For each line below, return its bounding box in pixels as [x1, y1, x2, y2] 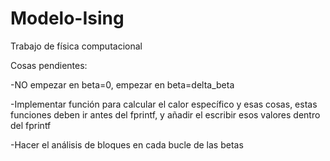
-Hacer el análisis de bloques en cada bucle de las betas [10, 138, 244, 151]
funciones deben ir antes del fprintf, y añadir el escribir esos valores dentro [10, 108, 321, 121]
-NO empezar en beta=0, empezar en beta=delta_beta [10, 78, 235, 91]
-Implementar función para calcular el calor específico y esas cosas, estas [10, 98, 318, 110]
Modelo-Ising [10, 7, 125, 30]
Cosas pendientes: [10, 59, 88, 71]
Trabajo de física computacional [10, 40, 143, 52]
